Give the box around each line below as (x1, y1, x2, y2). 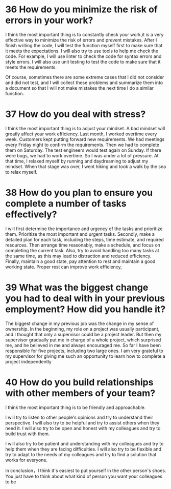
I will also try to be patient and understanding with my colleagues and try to (5, 440, 164, 446)
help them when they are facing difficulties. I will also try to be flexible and (5, 446, 162, 452)
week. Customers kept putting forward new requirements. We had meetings (5, 136, 165, 142)
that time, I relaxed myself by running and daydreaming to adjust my (5, 158, 149, 164)
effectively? (5, 209, 57, 220)
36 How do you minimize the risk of (5, 4, 158, 15)
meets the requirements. (5, 64, 57, 70)
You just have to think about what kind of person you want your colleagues (5, 473, 162, 479)
